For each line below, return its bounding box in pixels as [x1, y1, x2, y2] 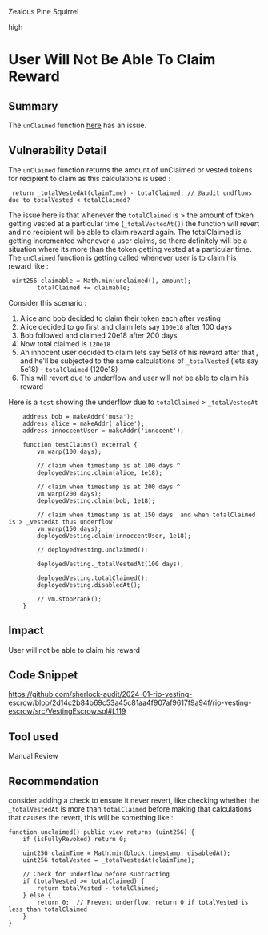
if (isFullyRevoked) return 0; [22, 836, 127, 844]
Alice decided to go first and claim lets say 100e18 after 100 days [19, 322, 232, 331]
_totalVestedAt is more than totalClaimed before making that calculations [8, 804, 252, 814]
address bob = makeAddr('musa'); [22, 412, 134, 420]
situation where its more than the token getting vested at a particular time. [8, 244, 252, 253]
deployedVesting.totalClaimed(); [37, 573, 149, 582]
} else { [22, 892, 52, 900]
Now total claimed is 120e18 [19, 338, 110, 348]
